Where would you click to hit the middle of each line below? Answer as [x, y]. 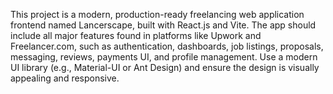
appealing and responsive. [65, 78]
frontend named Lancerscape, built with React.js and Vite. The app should [163, 25]
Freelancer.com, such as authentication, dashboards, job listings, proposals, [167, 46]
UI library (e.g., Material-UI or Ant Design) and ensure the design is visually [165, 67]
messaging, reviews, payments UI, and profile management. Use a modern [164, 57]
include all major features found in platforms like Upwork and [136, 35]
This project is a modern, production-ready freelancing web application [157, 14]
